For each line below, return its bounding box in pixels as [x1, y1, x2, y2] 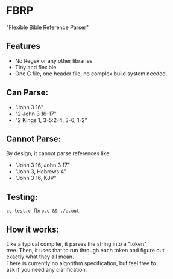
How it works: [6, 224, 59, 234]
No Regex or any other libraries [14, 57, 93, 64]
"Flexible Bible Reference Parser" [6, 24, 89, 31]
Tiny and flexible [14, 63, 57, 71]
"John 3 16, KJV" [14, 175, 57, 182]
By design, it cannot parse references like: [6, 150, 112, 157]
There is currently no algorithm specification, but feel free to [6, 260, 156, 266]
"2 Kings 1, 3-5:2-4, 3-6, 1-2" [14, 116, 87, 124]
